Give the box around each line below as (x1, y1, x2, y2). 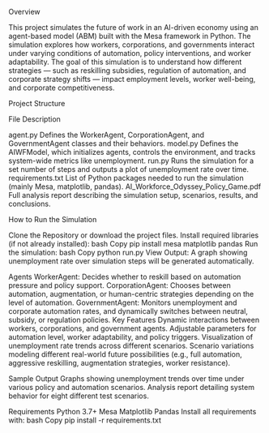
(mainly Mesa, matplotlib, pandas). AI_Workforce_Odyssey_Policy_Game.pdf (8, 182, 262, 191)
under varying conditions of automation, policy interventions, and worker (8, 49, 252, 58)
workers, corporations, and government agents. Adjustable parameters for (8, 324, 257, 333)
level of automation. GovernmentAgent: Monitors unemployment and (8, 298, 237, 307)
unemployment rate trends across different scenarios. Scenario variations (8, 341, 254, 350)
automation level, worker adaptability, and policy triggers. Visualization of (8, 332, 254, 341)
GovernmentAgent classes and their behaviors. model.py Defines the (8, 139, 239, 148)
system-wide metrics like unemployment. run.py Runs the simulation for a (8, 156, 254, 165)
